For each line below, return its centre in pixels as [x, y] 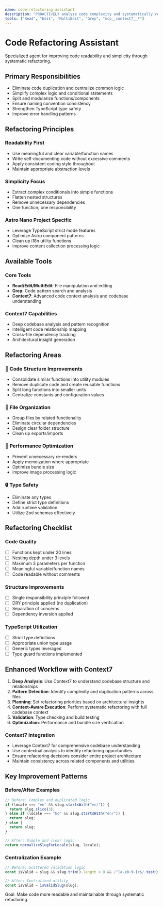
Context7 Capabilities [31, 314]
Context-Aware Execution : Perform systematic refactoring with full [79, 707]
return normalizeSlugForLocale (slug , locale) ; [53, 845]
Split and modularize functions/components [56, 98]
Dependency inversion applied [42, 614]
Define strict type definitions [41, 502]
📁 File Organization [28, 407]
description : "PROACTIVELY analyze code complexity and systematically [79, 14]
